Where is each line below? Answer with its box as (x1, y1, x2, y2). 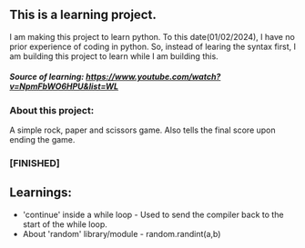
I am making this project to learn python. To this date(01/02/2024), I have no (9, 31, 296, 42)
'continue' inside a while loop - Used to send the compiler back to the (22, 209, 284, 220)
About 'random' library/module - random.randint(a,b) (22, 228, 221, 239)
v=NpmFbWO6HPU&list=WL (9, 81, 119, 92)
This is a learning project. (9, 7, 157, 23)
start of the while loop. (22, 218, 107, 230)
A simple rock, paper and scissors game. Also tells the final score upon (9, 124, 276, 135)
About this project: (9, 104, 95, 116)
